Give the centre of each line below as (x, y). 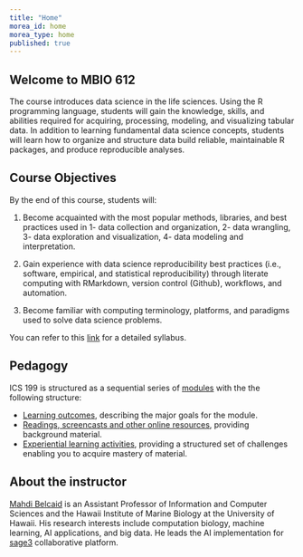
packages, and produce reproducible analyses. (97, 149)
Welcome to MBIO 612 (72, 79)
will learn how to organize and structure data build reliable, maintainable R (147, 140)
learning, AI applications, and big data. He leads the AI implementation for (147, 533)
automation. (45, 293)
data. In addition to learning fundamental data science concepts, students (147, 130)
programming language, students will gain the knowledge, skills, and (137, 111)
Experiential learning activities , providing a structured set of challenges (155, 444)
